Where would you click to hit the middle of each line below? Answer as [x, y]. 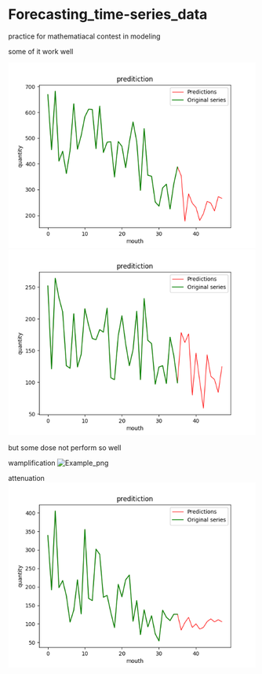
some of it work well [41, 51]
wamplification [32, 463]
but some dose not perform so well [65, 447]
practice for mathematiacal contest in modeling [84, 36]
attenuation [27, 478]
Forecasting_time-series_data [108, 15]
